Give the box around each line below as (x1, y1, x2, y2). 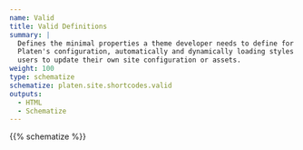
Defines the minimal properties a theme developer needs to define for (17, 38, 295, 48)
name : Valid (9, 13, 54, 23)
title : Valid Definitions (9, 22, 107, 31)
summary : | (9, 30, 51, 39)
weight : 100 (9, 65, 54, 74)
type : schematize (9, 73, 75, 82)
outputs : (9, 89, 43, 98)
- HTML (17, 97, 43, 107)
